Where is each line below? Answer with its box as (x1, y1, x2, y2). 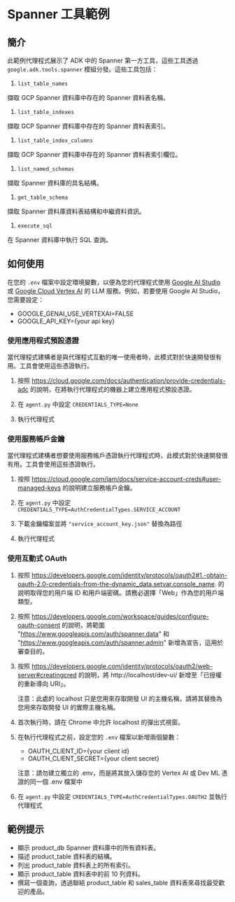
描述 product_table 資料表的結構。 (17, 852, 117, 861)
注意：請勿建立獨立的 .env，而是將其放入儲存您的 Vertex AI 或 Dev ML (17, 768, 220, 777)
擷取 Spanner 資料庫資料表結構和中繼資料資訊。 (7, 207, 145, 216)
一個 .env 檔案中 (36, 777, 83, 786)
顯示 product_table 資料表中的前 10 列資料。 (17, 869, 145, 878)
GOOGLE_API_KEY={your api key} (17, 316, 115, 325)
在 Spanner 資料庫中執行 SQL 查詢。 (7, 236, 112, 244)
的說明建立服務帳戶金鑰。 (62, 484, 136, 492)
